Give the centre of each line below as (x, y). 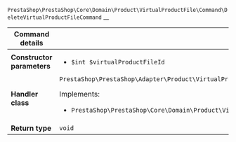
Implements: (80, 94)
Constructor (32, 57)
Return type (31, 128)
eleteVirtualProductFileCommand (54, 17)
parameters (31, 66)
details (32, 43)
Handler (25, 94)
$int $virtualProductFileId (118, 62)
